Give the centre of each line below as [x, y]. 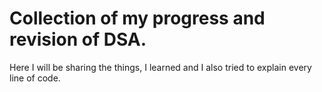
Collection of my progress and [137, 18]
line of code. [35, 78]
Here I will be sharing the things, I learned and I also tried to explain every [160, 67]
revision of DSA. [78, 39]
